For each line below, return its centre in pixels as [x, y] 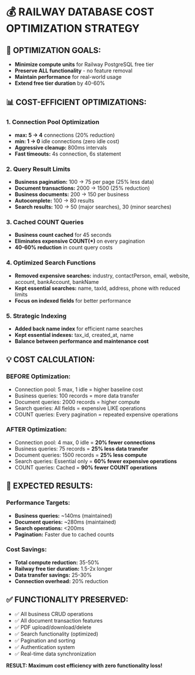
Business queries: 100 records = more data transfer [77, 395]
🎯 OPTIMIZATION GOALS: [54, 50]
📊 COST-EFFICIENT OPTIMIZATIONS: [76, 102]
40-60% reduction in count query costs [63, 247]
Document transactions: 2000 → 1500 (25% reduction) [82, 188]
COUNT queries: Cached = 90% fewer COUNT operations [86, 467]
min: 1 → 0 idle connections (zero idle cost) [67, 141]
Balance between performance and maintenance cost [81, 341]
